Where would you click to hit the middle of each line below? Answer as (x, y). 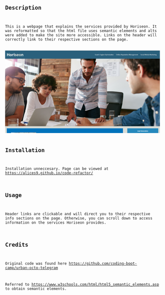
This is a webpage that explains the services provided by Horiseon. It (81, 26)
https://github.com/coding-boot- (103, 263)
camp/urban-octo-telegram (31, 268)
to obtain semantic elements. (36, 289)
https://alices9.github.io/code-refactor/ (49, 173)
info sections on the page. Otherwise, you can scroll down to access (79, 218)
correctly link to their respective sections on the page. (67, 39)
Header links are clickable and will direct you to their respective (78, 214)
